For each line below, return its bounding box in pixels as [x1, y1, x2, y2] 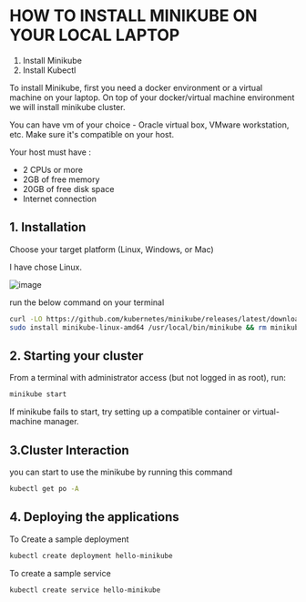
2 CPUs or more [22, 164, 84, 175]
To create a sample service [9, 567, 111, 578]
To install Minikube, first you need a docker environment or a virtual [9, 82, 263, 93]
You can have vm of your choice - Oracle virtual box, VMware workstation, [9, 119, 290, 130]
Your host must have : [9, 147, 92, 158]
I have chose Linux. [9, 261, 83, 272]
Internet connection [22, 193, 97, 204]
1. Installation [9, 219, 87, 235]
